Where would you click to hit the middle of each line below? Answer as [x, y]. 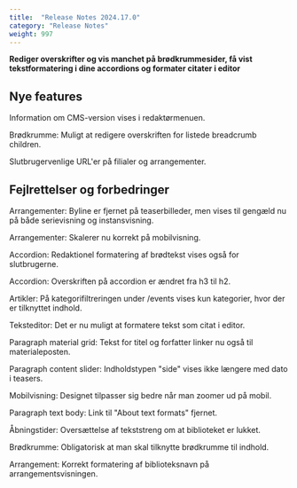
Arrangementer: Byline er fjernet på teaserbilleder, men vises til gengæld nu [148, 211]
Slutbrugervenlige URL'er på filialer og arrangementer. [108, 161]
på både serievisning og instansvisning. [82, 220]
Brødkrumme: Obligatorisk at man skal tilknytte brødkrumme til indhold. [139, 447]
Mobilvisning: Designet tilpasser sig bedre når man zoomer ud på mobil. [141, 395]
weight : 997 [31, 34]
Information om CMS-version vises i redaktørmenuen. [107, 118]
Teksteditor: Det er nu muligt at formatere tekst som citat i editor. [127, 325]
